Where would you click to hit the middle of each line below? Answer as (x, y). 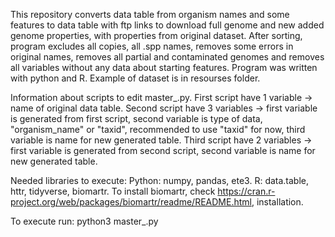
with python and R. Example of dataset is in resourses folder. (135, 78)
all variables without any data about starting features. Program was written (164, 67)
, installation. (277, 202)
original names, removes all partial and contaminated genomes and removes (167, 57)
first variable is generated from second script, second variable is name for (163, 150)
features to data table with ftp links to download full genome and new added (167, 25)
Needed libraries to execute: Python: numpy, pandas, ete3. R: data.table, (160, 180)
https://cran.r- (246, 191)
